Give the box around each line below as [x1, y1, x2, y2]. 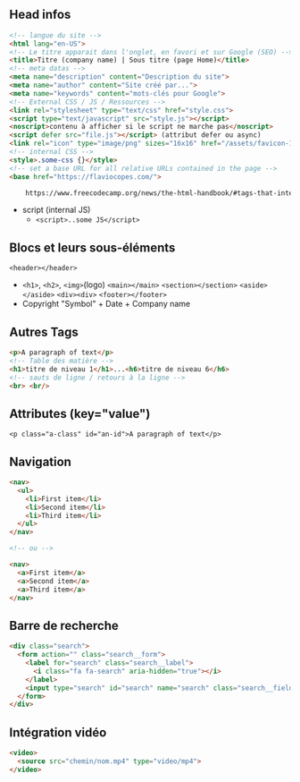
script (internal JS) [21, 205, 91, 216]
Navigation [9, 454, 71, 469]
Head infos [9, 7, 71, 22]
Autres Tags [9, 324, 79, 339]
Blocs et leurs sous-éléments [9, 240, 176, 255]
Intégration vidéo [9, 725, 107, 740]
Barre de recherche [9, 617, 119, 633]
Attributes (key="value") [9, 406, 151, 421]
